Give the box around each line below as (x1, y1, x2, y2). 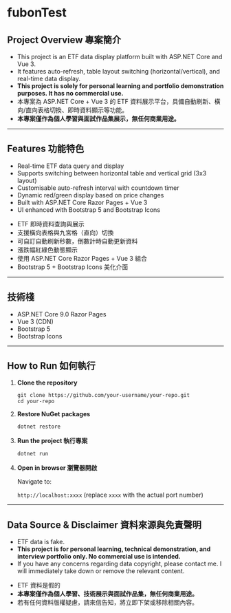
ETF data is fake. (16, 538, 65, 546)
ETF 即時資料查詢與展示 (16, 219, 85, 228)
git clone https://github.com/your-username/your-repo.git (16, 392, 190, 399)
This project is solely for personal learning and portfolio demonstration (16, 82, 224, 90)
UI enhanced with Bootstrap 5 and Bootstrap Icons (16, 205, 160, 214)
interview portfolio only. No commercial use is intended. (16, 552, 181, 560)
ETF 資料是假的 (16, 581, 60, 589)
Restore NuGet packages (16, 410, 91, 418)
